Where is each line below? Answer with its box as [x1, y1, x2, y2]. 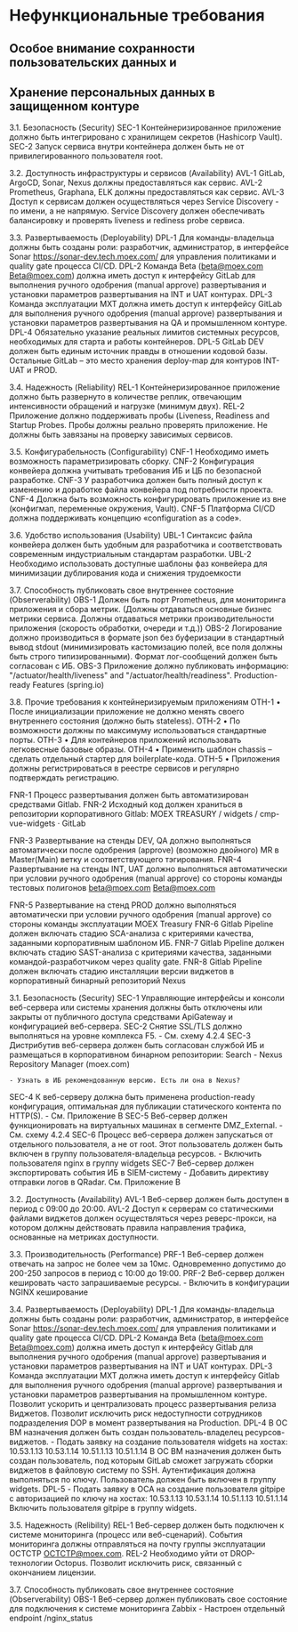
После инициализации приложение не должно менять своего [9, 707, 245, 717]
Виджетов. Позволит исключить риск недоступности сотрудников [9, 1408, 262, 1419]
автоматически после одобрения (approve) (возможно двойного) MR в [9, 844, 279, 855]
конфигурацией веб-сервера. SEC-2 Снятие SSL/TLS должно [9, 1021, 243, 1032]
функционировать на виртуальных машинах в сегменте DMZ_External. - [9, 1120, 283, 1131]
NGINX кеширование [9, 1287, 89, 1297]
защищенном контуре [9, 99, 140, 114]
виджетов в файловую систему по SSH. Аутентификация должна [9, 1465, 256, 1475]
